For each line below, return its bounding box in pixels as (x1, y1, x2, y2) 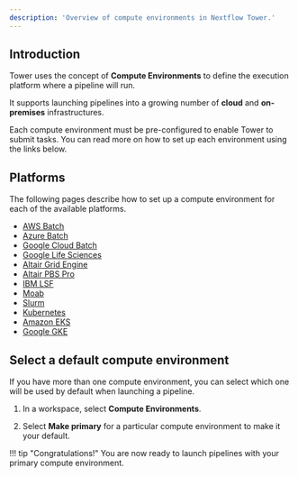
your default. (22, 430, 70, 442)
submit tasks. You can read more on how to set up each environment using (9, 134, 287, 145)
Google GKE (22, 326, 68, 337)
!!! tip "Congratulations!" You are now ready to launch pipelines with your (9, 448, 279, 459)
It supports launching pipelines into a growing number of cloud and (9, 97, 259, 108)
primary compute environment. (9, 457, 124, 469)
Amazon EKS (22, 316, 71, 327)
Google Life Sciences (22, 250, 102, 261)
